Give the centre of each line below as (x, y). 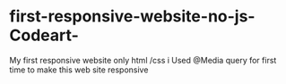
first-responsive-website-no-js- (132, 17)
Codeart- (44, 35)
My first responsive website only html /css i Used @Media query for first (143, 60)
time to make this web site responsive (79, 70)
